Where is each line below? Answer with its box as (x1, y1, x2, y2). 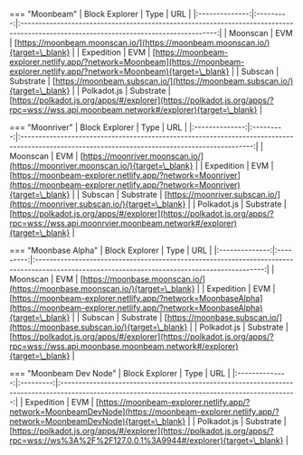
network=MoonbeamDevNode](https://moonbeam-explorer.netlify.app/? (9, 406, 279, 417)
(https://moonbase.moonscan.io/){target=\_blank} (9, 283, 195, 293)
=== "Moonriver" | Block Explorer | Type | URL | (9, 122, 188, 133)
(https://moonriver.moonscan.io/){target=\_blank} (9, 161, 194, 171)
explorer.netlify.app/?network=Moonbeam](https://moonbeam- (9, 57, 245, 67)
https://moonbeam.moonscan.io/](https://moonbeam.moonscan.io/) (16, 37, 270, 48)
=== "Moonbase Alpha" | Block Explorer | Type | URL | (9, 245, 213, 255)
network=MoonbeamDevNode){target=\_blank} (9, 416, 186, 426)
